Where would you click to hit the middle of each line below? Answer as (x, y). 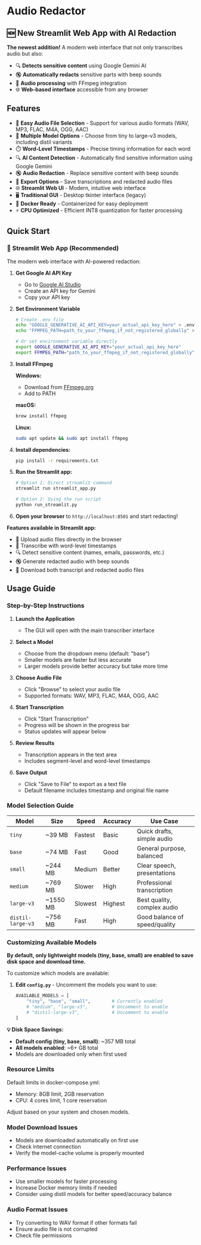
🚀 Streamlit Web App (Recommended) (63, 248)
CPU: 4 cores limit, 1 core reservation (61, 1100)
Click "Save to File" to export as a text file (75, 784)
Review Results (35, 743)
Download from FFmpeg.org (59, 387)
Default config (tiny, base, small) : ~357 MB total (75, 1041)
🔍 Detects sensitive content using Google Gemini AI (81, 66)
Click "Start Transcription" (56, 719)
